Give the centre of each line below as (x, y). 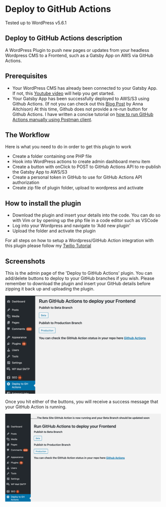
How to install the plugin (43, 203)
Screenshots (25, 261)
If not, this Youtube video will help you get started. (63, 93)
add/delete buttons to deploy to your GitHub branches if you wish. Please (80, 278)
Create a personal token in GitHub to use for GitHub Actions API (77, 177)
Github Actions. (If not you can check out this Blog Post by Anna (78, 104)
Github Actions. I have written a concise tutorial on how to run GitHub (83, 114)
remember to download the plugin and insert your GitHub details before (78, 284)
